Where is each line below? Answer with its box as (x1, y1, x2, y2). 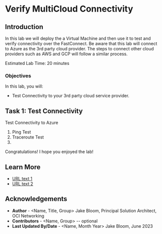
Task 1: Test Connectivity (5, 107, 83, 115)
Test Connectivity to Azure (5, 120, 58, 125)
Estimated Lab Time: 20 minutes (5, 61, 69, 66)
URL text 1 (12, 175, 32, 181)
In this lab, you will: (5, 83, 44, 89)
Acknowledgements (5, 195, 67, 203)
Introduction (5, 23, 44, 31)
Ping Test (12, 129, 31, 135)
